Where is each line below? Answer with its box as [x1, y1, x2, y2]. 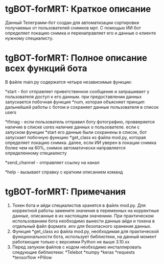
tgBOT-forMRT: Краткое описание [5, 3, 151, 15]
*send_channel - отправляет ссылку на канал [5, 159, 100, 165]
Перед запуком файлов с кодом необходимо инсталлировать [12, 244, 142, 250]
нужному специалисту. [5, 35, 54, 41]
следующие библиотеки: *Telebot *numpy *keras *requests [12, 249, 135, 255]
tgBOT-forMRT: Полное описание [5, 52, 147, 64]
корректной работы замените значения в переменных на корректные [12, 207, 159, 214]
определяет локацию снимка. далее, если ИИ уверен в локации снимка [5, 140, 157, 145]
